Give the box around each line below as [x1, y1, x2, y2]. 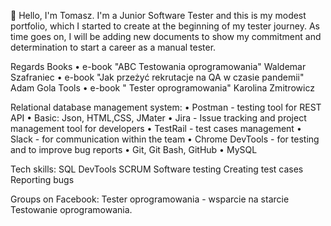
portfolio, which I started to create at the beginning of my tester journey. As [10, 20, 321, 32]
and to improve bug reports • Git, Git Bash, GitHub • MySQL [10, 144, 258, 155]
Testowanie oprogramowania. [10, 204, 133, 215]
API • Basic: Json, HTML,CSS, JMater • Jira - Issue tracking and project [10, 112, 307, 124]
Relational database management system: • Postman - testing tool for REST [10, 101, 322, 113]
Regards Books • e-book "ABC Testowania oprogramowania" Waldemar [10, 61, 307, 72]
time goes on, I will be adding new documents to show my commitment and [10, 31, 322, 42]
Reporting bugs [10, 174, 75, 185]
